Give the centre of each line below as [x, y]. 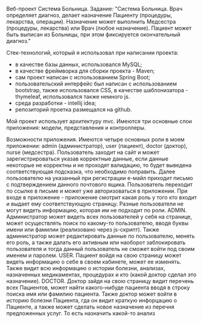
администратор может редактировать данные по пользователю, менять [101, 236]
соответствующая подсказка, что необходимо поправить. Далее [91, 171]
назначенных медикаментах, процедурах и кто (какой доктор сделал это [101, 275]
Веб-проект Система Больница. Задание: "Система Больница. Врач [95, 9]
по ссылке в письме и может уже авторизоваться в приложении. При [97, 191]
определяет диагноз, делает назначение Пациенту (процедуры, [89, 15]
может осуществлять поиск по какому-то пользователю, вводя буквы [98, 223]
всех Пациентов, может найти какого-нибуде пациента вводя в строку [98, 288]
